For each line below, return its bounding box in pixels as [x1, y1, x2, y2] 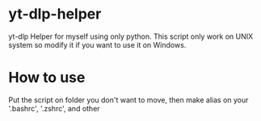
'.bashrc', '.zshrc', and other [8, 103, 100, 113]
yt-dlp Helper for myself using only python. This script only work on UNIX [8, 31, 254, 41]
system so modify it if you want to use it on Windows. [8, 40, 187, 49]
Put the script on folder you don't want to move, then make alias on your [8, 94, 249, 105]
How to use [8, 69, 86, 87]
